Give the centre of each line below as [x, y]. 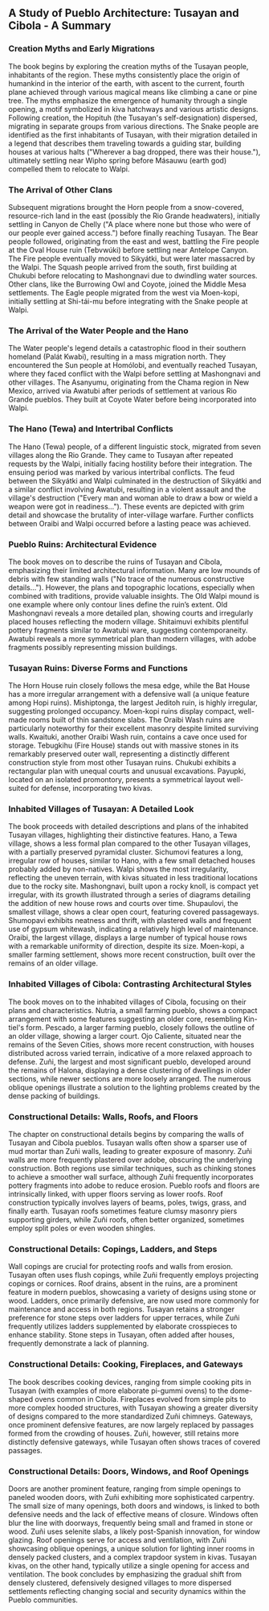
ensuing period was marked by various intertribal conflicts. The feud [122, 472]
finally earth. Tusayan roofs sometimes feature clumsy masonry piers [123, 1211]
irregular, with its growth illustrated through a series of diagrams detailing [129, 895]
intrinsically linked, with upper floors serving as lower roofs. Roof [116, 1194]
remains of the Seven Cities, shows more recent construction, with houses [131, 1044]
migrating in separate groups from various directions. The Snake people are [134, 126]
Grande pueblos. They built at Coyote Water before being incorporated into [132, 400]
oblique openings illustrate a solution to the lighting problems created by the [134, 1087]
